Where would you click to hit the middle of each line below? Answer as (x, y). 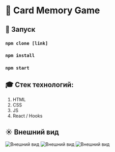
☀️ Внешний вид (32, 132)
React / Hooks (27, 116)
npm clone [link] (27, 43)
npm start (17, 68)
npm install (20, 56)
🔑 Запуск (20, 29)
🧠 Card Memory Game (53, 10)
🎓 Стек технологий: (39, 85)
